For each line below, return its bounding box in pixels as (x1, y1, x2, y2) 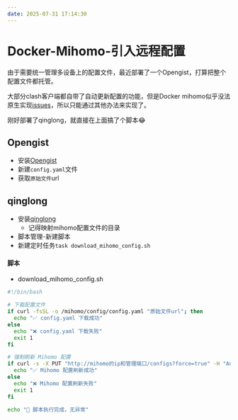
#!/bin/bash (7, 288, 42, 296)
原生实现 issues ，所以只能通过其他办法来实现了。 (7, 101, 150, 109)
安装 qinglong (17, 215, 57, 223)
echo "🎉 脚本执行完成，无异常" (7, 406, 89, 413)
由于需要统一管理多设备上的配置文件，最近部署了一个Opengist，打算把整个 (7, 68, 227, 76)
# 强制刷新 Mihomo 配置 (7, 353, 71, 361)
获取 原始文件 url (17, 174, 59, 183)
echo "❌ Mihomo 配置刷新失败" (13, 380, 98, 387)
